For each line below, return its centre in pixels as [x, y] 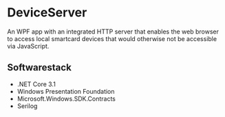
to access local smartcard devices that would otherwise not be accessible [112, 38]
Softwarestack [40, 67]
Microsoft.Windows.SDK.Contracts [66, 99]
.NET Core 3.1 [36, 84]
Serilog [27, 106]
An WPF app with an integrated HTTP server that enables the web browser [113, 31]
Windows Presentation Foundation [66, 91]
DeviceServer [47, 13]
